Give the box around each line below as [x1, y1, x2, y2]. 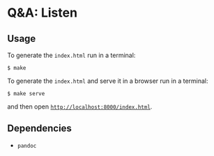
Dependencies [7, 123, 72, 134]
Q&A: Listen [7, 5, 78, 21]
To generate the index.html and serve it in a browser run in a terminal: [7, 77, 208, 85]
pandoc [17, 142, 37, 149]
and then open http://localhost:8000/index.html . [7, 102, 153, 111]
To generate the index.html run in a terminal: [7, 51, 136, 59]
